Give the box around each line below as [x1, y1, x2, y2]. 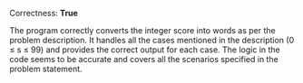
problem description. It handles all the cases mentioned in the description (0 [9, 35, 295, 45]
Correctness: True [9, 8, 79, 18]
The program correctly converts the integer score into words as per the [9, 25, 276, 35]
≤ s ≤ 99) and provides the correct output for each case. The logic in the [9, 44, 281, 55]
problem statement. [9, 63, 83, 74]
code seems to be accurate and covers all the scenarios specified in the [9, 54, 279, 64]
